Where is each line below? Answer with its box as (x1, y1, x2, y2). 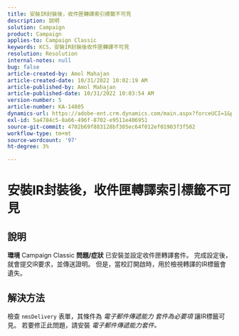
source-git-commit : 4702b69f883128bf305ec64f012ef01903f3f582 (7, 123, 196, 131)
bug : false (7, 63, 40, 71)
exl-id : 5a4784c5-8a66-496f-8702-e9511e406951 (7, 116, 148, 123)
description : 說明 (7, 17, 60, 24)
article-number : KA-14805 (7, 103, 84, 111)
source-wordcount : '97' (7, 136, 78, 143)
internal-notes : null (7, 57, 72, 64)
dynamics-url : (7, 110, 50, 117)
